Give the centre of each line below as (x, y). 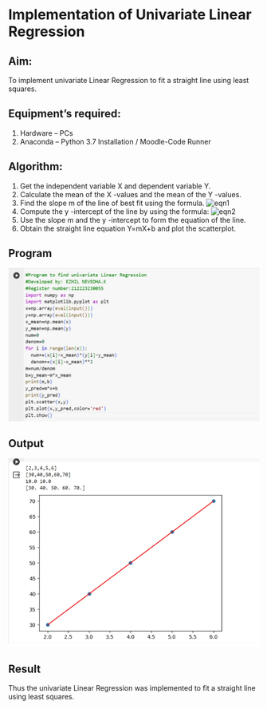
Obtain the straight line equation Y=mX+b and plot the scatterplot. (128, 228)
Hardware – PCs (46, 133)
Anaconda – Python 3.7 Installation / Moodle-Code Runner (115, 141)
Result (25, 669)
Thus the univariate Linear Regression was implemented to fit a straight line (132, 688)
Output (26, 444)
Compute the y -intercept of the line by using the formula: (114, 211)
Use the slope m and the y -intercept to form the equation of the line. (133, 220)
